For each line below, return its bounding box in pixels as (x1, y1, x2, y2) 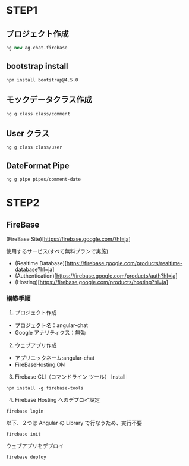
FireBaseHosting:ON (14, 361, 65, 369)
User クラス (6, 128, 49, 138)
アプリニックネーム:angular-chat (14, 354, 95, 361)
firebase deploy (6, 454, 46, 461)
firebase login (6, 408, 44, 414)
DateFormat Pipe (6, 160, 70, 171)
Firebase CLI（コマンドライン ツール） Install (14, 373, 126, 380)
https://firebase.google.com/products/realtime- (66, 260, 183, 267)
